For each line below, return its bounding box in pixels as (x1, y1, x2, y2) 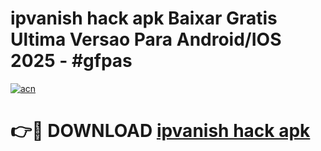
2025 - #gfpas (10, 50, 133, 72)
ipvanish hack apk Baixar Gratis (10, 7, 278, 30)
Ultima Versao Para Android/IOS (10, 28, 282, 51)
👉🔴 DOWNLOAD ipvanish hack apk (10, 120, 311, 142)
